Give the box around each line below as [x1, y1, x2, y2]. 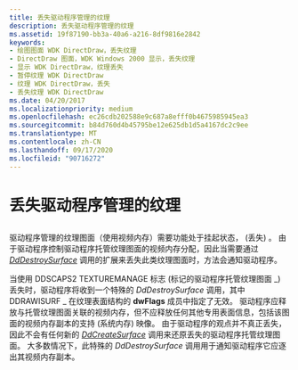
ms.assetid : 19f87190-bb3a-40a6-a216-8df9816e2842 [9, 29, 201, 38]
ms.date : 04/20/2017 [9, 95, 86, 105]
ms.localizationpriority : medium [9, 104, 133, 113]
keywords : [9, 37, 46, 47]
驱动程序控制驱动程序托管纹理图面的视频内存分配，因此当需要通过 [16, 243, 259, 254]
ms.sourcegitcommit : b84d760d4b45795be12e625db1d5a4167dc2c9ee [9, 121, 249, 130]
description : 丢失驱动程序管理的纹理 [9, 21, 134, 30]
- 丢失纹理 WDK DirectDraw [9, 87, 104, 96]
